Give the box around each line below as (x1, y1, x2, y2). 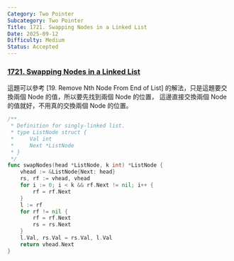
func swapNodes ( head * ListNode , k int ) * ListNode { (7, 162, 163, 169)
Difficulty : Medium (7, 37, 65, 44)
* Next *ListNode (10, 142, 74, 149)
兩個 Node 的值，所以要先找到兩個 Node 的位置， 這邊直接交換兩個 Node (13, 93, 227, 101)
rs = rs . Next (33, 221, 72, 228)
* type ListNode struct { (10, 129, 87, 136)
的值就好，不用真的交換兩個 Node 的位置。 (7, 101, 133, 110)
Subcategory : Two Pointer (7, 17, 84, 24)
